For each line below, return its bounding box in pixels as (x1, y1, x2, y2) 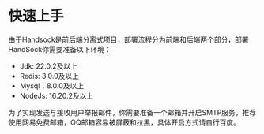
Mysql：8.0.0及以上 (19, 80, 85, 91)
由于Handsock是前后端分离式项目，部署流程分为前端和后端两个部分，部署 (8, 35, 249, 44)
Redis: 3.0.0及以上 (19, 71, 80, 80)
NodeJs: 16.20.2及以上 (19, 91, 94, 100)
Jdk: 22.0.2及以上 (19, 61, 77, 71)
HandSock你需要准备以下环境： (8, 44, 112, 54)
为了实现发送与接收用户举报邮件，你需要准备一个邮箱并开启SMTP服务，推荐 (8, 107, 257, 117)
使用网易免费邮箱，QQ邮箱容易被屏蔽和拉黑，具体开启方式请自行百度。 (8, 117, 241, 127)
